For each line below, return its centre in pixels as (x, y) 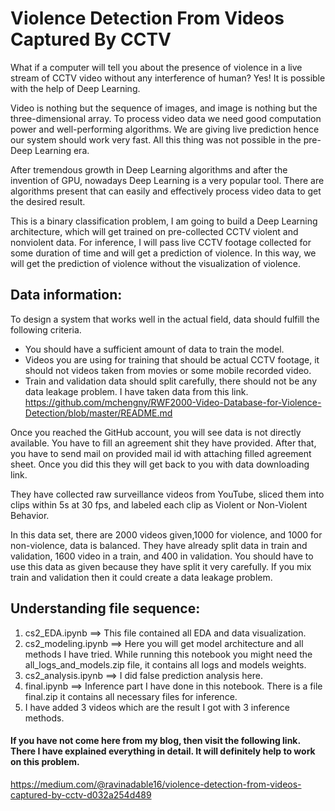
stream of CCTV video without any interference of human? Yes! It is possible (168, 78)
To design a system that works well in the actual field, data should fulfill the (165, 319)
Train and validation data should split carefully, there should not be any (171, 381)
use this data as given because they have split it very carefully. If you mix (161, 566)
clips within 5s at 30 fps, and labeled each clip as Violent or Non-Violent (159, 504)
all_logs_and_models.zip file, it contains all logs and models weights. (165, 664)
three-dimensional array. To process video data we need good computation (166, 118)
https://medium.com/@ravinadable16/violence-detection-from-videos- (156, 784)
